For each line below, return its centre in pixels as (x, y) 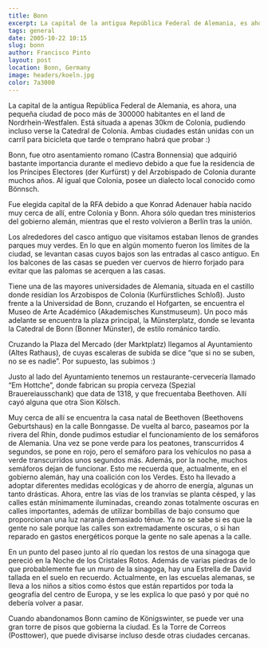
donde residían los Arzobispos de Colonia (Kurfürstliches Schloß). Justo (127, 294)
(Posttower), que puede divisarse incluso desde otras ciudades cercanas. (129, 635)
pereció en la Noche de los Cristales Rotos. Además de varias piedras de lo (132, 560)
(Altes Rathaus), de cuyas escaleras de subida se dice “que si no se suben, (132, 352)
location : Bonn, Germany (49, 68)
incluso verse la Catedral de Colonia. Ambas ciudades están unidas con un (131, 131)
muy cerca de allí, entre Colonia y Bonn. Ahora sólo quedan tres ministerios (132, 213)
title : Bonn (28, 16)
